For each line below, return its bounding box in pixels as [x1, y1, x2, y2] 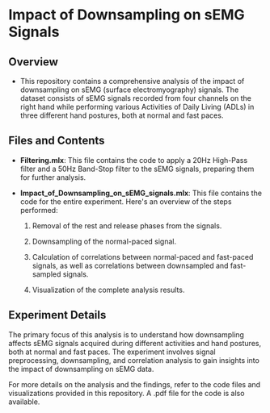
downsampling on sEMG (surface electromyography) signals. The [19, 85, 239, 94]
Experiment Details [8, 308, 107, 322]
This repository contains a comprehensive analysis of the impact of [19, 77, 245, 86]
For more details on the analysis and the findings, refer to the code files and [8, 379, 261, 389]
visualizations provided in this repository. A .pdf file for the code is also [8, 388, 245, 398]
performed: [19, 205, 58, 215]
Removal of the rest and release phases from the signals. [32, 220, 222, 231]
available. [8, 397, 40, 407]
